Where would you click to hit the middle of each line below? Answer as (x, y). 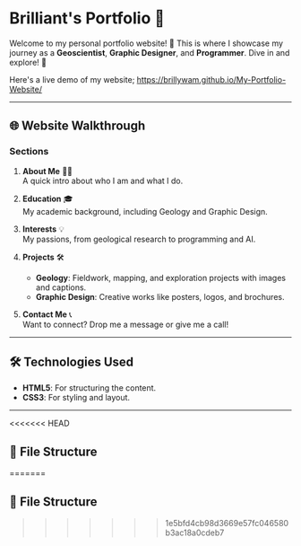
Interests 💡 (43, 229)
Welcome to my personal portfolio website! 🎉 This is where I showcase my (146, 43)
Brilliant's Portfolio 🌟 (87, 18)
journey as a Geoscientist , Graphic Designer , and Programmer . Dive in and (150, 52)
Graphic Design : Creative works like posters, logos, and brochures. (160, 296)
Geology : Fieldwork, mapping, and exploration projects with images (161, 277)
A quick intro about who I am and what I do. (103, 181)
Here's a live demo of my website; (72, 79)
